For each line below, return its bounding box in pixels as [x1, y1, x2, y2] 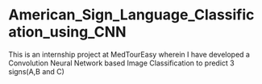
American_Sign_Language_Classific [8, 6, 255, 24]
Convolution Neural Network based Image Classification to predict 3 [8, 58, 235, 68]
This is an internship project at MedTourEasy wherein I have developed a [8, 49, 250, 59]
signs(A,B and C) [8, 66, 64, 76]
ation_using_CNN [8, 23, 127, 41]
